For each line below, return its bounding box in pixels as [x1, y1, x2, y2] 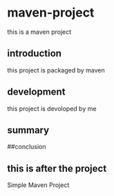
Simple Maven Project [7, 181, 70, 189]
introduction [7, 48, 62, 59]
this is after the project [7, 162, 107, 174]
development [7, 86, 66, 98]
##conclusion [7, 143, 46, 151]
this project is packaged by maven [7, 66, 105, 74]
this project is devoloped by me [7, 104, 97, 112]
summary [7, 124, 50, 136]
